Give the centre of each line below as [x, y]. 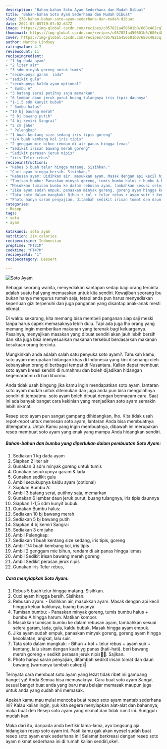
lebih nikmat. [19, 406]
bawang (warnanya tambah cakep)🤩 [50, 664]
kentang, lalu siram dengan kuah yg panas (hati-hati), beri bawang [81, 649]
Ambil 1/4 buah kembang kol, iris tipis [51, 545]
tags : [11, 214]
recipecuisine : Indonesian [33, 241]
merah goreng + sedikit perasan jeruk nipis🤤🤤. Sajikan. [69, 654]
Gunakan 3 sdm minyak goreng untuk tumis [57, 466]
